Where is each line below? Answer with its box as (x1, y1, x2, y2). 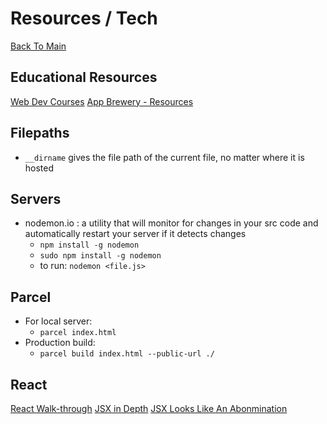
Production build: (24, 337, 96, 349)
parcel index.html (39, 328, 117, 338)
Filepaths (10, 125, 70, 142)
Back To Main (10, 40, 67, 52)
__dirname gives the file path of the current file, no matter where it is (24, 151, 305, 163)
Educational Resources (10, 69, 158, 86)
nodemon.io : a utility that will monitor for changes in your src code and (24, 217, 319, 229)
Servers (10, 190, 62, 207)
